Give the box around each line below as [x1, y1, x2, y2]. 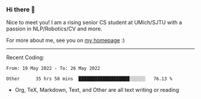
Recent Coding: [6, 54, 45, 61]
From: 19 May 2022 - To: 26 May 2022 [6, 66, 100, 72]
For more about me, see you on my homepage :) [6, 37, 125, 44]
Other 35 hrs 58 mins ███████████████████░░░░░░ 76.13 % [6, 76, 172, 82]
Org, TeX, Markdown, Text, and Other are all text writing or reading [14, 86, 179, 94]
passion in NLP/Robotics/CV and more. [6, 25, 103, 32]
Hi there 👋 [6, 5, 36, 14]
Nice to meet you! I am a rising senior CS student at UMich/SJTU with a [6, 19, 182, 26]
